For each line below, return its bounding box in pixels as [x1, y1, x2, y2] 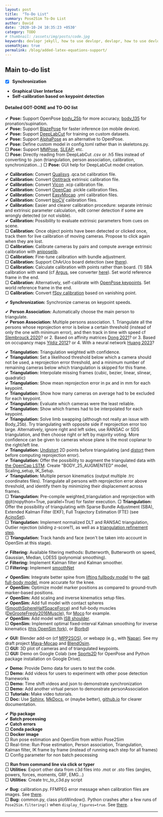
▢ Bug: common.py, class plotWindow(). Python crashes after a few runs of [5, 797, 157, 802]
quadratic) [5, 375, 26, 381]
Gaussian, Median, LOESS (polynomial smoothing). [5, 554, 107, 560]
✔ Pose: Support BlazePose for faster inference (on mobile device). [5, 126, 140, 132]
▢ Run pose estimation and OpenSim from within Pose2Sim [5, 736, 124, 742]
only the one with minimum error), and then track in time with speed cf [5, 329, 146, 335]
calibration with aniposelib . [5, 249, 59, 254]
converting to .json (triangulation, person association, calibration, [5, 156, 135, 163]
